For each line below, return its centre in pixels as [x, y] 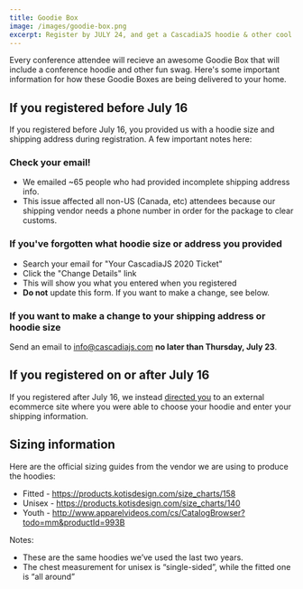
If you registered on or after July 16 [110, 375]
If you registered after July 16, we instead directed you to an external [137, 397]
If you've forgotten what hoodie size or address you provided [146, 244]
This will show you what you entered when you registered [129, 283]
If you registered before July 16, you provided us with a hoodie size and [142, 130]
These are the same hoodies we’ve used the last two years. [133, 557]
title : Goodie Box [44, 18]
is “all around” [48, 576]
